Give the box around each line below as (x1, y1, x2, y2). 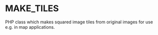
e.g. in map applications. (5, 24, 55, 30)
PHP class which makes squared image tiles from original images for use (5, 19, 153, 25)
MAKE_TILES (5, 3, 59, 14)
